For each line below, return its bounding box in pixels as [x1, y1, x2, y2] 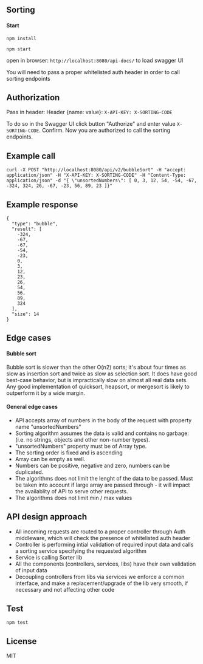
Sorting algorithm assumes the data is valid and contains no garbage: [15, 430, 190, 437]
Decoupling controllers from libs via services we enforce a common [15, 573, 185, 580]
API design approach [6, 512, 88, 522]
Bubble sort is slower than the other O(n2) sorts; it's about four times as [6, 363, 187, 371]
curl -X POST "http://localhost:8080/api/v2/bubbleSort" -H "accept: [6, 167, 187, 173]
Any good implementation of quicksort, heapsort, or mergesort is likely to [6, 383, 190, 390]
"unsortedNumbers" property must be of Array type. [15, 442, 147, 450]
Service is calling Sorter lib [15, 553, 83, 561]
